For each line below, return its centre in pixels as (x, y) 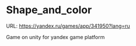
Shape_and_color (49, 10)
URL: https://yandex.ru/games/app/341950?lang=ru (68, 26)
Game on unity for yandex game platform (55, 37)
